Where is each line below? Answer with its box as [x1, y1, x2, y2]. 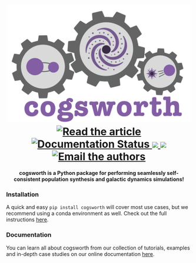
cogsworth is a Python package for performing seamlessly [19, 170, 166, 177]
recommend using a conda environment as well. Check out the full [6, 210, 167, 217]
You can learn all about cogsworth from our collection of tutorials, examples [6, 244, 190, 251]
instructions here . [6, 216, 49, 223]
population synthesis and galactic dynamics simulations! [41, 176, 184, 183]
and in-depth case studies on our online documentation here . [6, 250, 155, 257]
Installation [6, 190, 39, 198]
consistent [14, 176, 41, 183]
